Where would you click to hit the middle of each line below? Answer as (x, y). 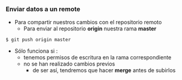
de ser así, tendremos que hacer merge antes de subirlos (104, 70)
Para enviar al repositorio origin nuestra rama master (90, 28)
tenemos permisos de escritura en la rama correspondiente (97, 58)
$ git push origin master (38, 40)
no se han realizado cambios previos (69, 64)
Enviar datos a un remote (43, 9)
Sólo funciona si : (36, 51)
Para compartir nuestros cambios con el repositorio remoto (88, 22)
